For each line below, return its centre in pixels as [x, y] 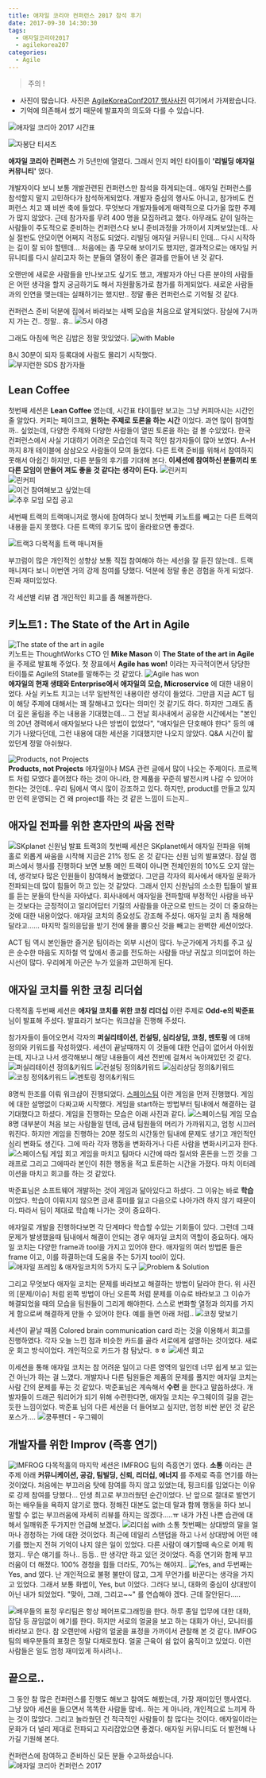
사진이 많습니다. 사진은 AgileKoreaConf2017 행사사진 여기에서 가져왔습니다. [138, 100]
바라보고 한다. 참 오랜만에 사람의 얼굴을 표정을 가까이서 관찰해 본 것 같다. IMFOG [133, 1631]
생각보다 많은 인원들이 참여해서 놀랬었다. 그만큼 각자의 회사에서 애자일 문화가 [137, 876]
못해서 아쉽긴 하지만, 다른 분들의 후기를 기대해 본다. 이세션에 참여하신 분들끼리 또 [133, 460]
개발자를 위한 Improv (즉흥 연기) [83, 1445]
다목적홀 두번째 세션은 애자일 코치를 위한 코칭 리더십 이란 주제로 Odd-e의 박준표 [131, 1011]
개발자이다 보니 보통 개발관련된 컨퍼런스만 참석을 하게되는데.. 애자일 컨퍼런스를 [130, 188]
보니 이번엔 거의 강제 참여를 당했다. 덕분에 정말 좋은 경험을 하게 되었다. [145, 570]
